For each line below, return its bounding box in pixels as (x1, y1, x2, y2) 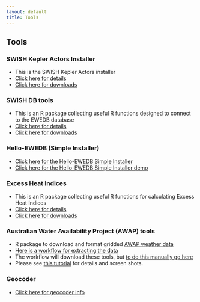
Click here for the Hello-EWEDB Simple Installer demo (14, 164, 148, 171)
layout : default (6, 8, 47, 15)
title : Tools (6, 14, 39, 20)
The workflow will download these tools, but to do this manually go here (14, 253, 193, 260)
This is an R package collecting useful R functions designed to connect (14, 109, 191, 117)
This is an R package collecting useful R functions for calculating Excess (14, 193, 195, 200)
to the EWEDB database (14, 116, 74, 123)
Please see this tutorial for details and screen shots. (14, 260, 143, 267)
